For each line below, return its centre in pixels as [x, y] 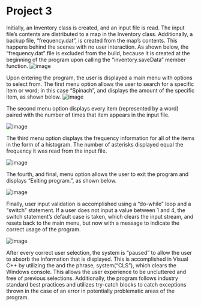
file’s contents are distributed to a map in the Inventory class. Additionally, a [100, 34]
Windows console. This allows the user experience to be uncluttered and [96, 272]
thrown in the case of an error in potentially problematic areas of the [91, 291]
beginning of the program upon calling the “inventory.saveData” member [96, 59]
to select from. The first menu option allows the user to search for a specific [100, 84]
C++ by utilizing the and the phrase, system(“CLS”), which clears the [91, 265]
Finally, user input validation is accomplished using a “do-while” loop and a [99, 204]
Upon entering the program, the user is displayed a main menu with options [100, 78]
